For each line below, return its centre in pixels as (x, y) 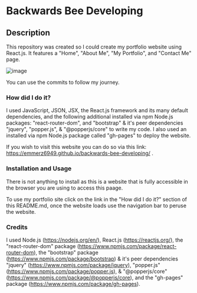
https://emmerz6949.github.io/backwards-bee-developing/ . (80, 153)
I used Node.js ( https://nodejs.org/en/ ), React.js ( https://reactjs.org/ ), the (95, 240)
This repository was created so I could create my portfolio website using (94, 47)
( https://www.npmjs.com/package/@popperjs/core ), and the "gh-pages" (95, 277)
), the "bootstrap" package (66, 252)
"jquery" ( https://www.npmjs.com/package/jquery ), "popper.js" (83, 265)
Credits (17, 227)
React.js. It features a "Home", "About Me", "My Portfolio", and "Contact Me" (99, 53)
